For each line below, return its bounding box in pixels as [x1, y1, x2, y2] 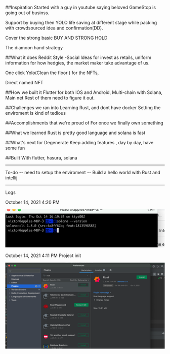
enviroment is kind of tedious [5, 110, 66, 116]
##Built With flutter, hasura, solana [5, 155, 77, 160]
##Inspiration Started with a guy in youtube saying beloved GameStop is [5, 5, 156, 10]
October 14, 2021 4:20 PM [5, 199, 60, 205]
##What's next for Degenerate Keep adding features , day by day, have [5, 140, 154, 145]
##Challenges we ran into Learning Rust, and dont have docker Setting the [5, 105, 161, 111]
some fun [5, 145, 25, 151]
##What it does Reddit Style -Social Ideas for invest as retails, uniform [5, 54, 152, 60]
